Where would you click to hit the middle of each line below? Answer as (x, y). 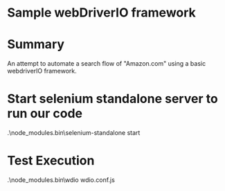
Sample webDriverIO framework (101, 13)
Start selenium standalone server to (112, 99)
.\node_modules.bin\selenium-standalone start (74, 133)
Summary (36, 45)
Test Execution (51, 161)
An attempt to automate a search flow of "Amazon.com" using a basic (107, 64)
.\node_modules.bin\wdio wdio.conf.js (61, 180)
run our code (45, 114)
